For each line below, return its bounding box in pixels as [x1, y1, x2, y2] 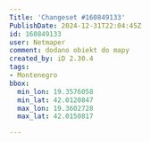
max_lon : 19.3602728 [17, 104, 94, 113]
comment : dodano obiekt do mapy [9, 46, 129, 55]
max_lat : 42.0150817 [17, 112, 94, 121]
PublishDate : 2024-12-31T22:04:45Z [9, 21, 142, 30]
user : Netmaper [9, 37, 66, 47]
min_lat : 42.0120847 [17, 95, 94, 105]
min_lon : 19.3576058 [17, 87, 94, 96]
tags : [9, 63, 29, 72]
